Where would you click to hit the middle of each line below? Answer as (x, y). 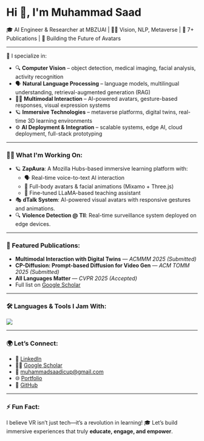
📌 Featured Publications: (43, 245)
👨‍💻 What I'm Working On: (45, 155)
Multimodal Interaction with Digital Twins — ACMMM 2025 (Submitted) (106, 259)
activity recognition (39, 77)
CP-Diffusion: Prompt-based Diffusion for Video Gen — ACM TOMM (102, 265)
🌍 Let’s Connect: (32, 343)
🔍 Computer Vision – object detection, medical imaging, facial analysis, (105, 68)
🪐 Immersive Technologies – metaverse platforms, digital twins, (96, 112)
